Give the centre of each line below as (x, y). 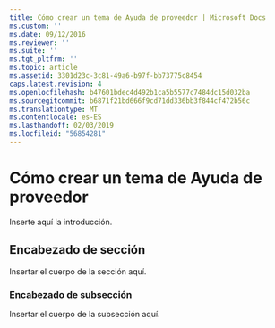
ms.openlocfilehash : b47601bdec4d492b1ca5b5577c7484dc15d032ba (130, 92)
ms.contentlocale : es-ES (56, 117)
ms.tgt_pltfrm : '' (43, 59)
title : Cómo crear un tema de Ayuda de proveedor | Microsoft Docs (138, 17)
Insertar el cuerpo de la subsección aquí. (85, 314)
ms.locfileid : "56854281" (57, 134)
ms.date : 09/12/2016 (48, 34)
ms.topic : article (43, 68)
